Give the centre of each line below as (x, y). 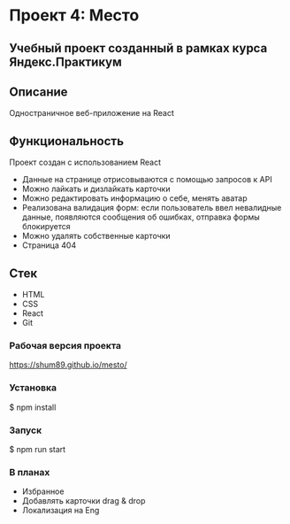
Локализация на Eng (61, 511)
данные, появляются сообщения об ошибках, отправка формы (141, 217)
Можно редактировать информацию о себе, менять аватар (134, 198)
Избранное (43, 491)
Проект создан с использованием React (85, 162)
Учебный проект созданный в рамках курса (138, 48)
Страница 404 (49, 245)
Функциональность (67, 141)
